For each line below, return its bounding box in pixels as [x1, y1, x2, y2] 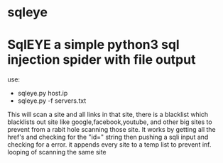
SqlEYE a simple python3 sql [7, 37, 180, 53]
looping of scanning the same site [7, 148, 107, 157]
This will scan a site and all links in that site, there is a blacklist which [7, 111, 209, 119]
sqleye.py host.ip [17, 89, 68, 98]
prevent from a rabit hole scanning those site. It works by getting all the [7, 125, 217, 134]
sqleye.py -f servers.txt [17, 96, 87, 105]
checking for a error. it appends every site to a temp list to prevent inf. [7, 140, 212, 149]
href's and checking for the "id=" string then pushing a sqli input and [7, 133, 209, 142]
